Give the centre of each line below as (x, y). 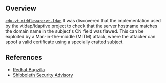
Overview (21, 8)
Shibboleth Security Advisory (43, 75)
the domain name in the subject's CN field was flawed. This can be (74, 31)
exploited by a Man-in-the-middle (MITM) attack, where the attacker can (80, 36)
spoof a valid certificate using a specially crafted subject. (65, 42)
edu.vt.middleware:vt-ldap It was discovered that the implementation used (83, 20)
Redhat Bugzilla (29, 69)
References (24, 58)
